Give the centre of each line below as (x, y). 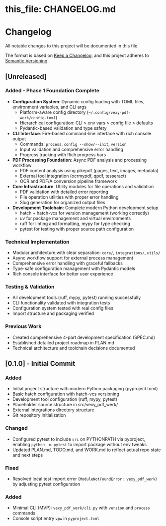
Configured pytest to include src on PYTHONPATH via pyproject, (79, 439)
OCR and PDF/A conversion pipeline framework (68, 181)
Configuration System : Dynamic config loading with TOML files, (79, 101)
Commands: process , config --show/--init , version (73, 144)
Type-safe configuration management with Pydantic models (74, 268)
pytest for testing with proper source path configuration (77, 229)
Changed (17, 428)
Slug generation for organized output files (62, 202)
